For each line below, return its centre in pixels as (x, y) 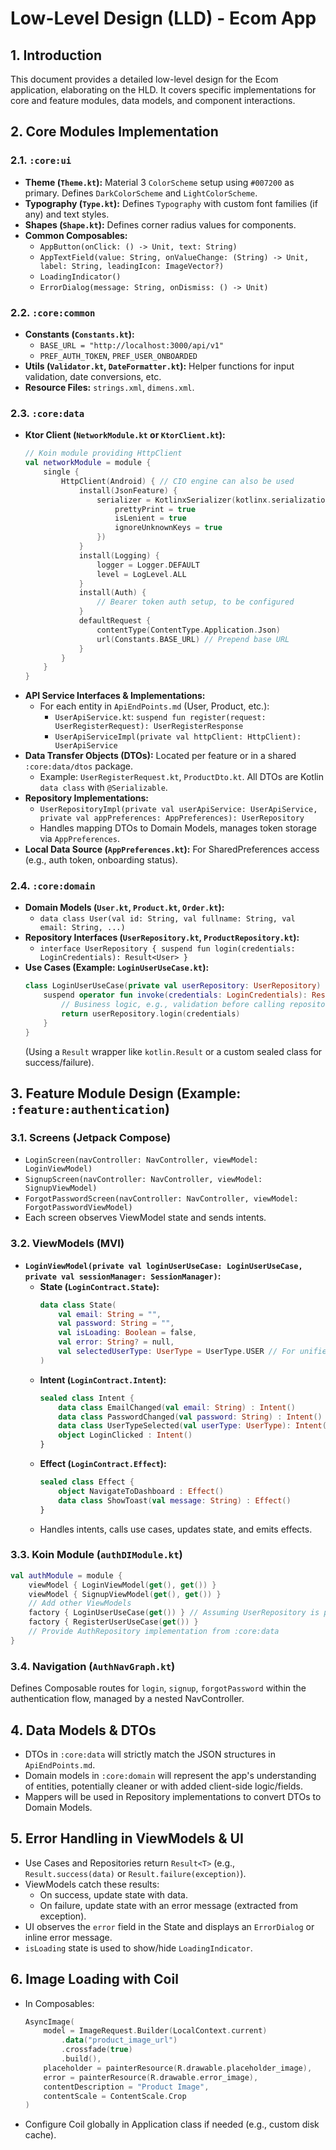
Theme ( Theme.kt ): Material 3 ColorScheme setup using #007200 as (159, 182)
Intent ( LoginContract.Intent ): (103, 1379)
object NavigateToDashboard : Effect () (141, 1491)
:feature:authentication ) (90, 1109)
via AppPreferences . (79, 839)
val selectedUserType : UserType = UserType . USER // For (177, 1352)
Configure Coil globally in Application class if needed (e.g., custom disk (172, 2124)
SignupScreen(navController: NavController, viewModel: (143, 1180)
